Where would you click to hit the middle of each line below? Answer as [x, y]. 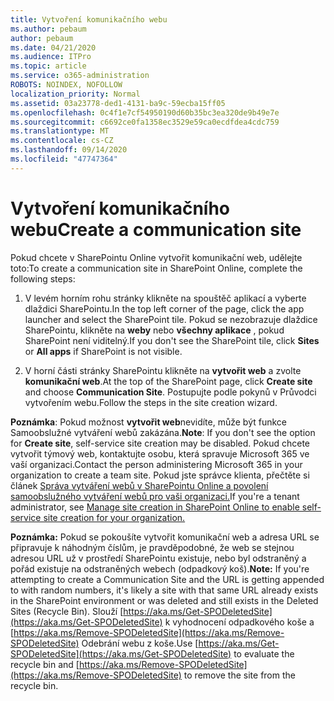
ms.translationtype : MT [60, 131]
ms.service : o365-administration [80, 76]
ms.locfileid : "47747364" [64, 159]
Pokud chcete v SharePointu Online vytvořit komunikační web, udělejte [156, 257]
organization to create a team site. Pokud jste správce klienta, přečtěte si [160, 475]
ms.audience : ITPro [51, 57]
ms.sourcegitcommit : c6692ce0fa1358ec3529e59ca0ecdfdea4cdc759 [145, 122]
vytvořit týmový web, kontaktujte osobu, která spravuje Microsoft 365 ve [160, 453]
